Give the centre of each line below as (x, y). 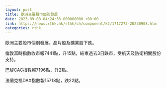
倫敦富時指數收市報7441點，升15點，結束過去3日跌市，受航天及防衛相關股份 (83, 53)
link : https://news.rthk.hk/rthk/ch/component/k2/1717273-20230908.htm (81, 23)
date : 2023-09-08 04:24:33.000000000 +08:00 (52, 19)
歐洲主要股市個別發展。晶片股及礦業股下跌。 (51, 43)
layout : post (19, 10)
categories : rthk (23, 28)
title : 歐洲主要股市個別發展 (32, 14)
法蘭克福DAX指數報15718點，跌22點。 (44, 81)
